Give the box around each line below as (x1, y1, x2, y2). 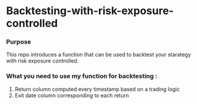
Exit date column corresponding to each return (14, 91, 129, 99)
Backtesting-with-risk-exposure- (6, 4, 174, 18)
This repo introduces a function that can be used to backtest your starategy (6, 51, 191, 58)
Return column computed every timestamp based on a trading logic (14, 86, 180, 93)
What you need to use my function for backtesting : (6, 72, 157, 80)
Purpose (6, 38, 31, 46)
